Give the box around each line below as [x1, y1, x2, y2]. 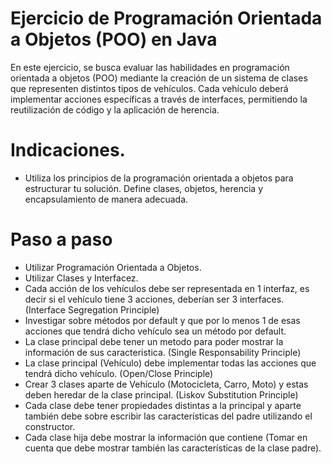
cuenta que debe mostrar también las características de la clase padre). [24, 442, 322, 454]
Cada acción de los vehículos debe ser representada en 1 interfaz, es [24, 282, 310, 294]
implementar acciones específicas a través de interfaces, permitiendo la [10, 93, 308, 105]
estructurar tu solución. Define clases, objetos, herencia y [24, 182, 264, 194]
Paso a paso [10, 228, 113, 251]
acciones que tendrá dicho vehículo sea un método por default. [24, 325, 287, 337]
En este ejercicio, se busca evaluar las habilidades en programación [10, 61, 290, 73]
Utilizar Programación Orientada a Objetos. [24, 261, 202, 273]
